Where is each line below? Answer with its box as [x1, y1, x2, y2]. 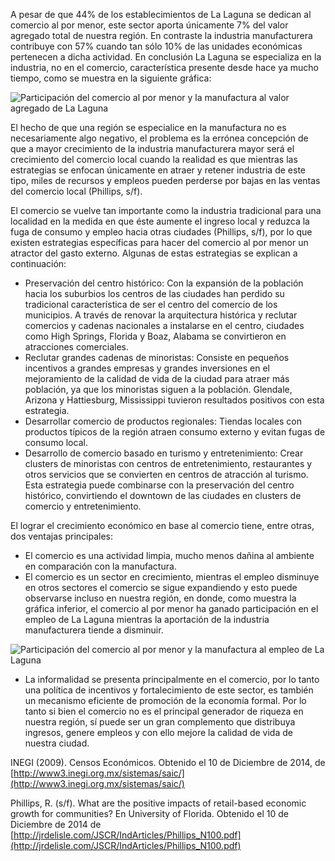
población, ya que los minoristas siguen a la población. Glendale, [24, 384, 293, 395]
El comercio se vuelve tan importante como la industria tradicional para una [10, 205, 322, 216]
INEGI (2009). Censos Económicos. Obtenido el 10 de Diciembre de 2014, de [10, 757, 326, 768]
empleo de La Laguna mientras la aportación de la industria [24, 614, 270, 625]
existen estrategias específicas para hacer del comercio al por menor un [10, 237, 309, 248]
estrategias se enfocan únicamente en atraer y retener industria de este [10, 164, 306, 176]
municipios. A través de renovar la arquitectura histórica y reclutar [24, 309, 298, 321]
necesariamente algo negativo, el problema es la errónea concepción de [10, 132, 309, 144]
